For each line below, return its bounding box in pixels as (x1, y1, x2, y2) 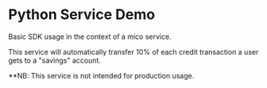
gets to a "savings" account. (8, 55, 102, 65)
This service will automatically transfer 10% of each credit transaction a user (8, 47, 259, 56)
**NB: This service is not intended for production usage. (8, 71, 195, 80)
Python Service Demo (8, 6, 156, 24)
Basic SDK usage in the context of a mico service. (8, 32, 172, 41)
